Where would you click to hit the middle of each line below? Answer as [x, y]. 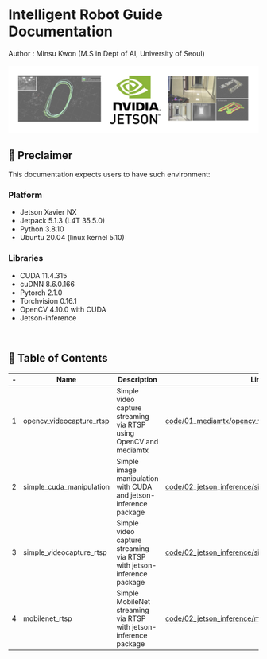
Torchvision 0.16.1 [48, 300]
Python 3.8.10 [42, 229]
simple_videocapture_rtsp [65, 552]
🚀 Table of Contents [58, 358]
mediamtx [133, 450]
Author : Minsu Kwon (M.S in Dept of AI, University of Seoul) [106, 53]
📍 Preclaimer [41, 155]
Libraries [26, 258]
